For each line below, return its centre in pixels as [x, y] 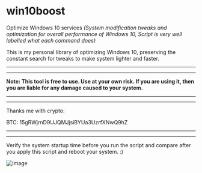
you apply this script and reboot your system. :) [65, 151]
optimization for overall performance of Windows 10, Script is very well [94, 34]
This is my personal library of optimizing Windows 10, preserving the [91, 52]
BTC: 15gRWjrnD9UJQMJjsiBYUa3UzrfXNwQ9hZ [67, 122]
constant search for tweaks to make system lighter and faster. [83, 58]
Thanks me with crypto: [35, 111]
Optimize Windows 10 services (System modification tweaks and [87, 28]
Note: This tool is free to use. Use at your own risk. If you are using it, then [100, 81]
